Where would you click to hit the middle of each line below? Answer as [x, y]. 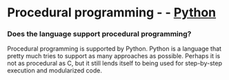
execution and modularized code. [54, 70]
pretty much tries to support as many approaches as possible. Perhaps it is [114, 56]
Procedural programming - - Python [112, 13]
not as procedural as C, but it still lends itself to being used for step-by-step [115, 64]
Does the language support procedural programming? [99, 34]
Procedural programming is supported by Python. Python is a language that [114, 49]
